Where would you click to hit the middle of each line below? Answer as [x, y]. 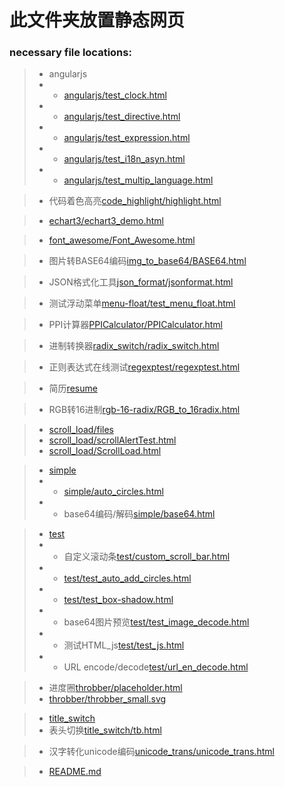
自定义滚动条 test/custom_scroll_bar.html [147, 557]
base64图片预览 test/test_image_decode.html [156, 622]
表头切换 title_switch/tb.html [105, 730]
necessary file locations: [70, 53]
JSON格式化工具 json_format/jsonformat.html [141, 282]
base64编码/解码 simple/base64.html [139, 514]
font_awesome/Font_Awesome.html [122, 240]
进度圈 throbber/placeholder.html [115, 688]
